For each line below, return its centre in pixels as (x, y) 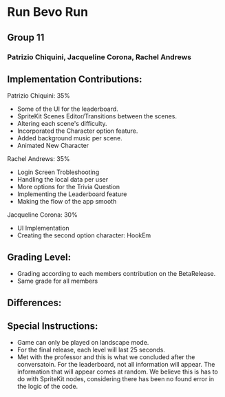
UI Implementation (43, 228)
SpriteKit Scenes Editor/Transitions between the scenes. (97, 116)
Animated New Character (53, 146)
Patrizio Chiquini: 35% (39, 96)
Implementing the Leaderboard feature (72, 194)
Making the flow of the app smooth (67, 202)
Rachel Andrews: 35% (39, 159)
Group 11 (26, 37)
